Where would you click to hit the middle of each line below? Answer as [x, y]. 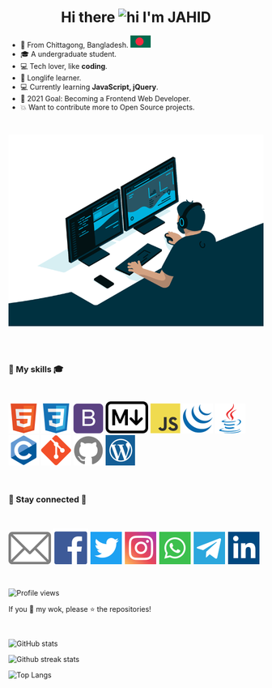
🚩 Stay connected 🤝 [48, 500]
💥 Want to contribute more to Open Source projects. [107, 107]
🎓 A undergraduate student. [68, 53]
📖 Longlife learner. [51, 78]
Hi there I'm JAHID [136, 17]
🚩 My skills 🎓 [36, 369]
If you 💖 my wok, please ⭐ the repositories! [80, 609]
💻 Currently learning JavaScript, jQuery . [89, 87]
